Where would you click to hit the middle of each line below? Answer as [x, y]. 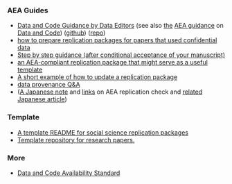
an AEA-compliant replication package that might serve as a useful [112, 62]
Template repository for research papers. [76, 140]
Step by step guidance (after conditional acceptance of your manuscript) [121, 55]
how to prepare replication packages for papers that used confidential [117, 40]
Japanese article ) [42, 99]
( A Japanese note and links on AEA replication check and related [110, 92]
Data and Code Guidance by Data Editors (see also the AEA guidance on [120, 26]
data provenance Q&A [49, 85]
